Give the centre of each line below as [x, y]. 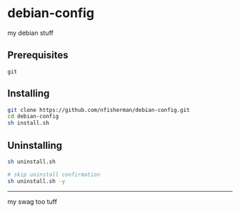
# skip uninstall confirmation [54, 175]
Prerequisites [38, 55]
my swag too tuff [32, 202]
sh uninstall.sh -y [36, 181]
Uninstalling [35, 145]
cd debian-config [33, 116]
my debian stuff [30, 33]
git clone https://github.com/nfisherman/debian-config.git [99, 110]
